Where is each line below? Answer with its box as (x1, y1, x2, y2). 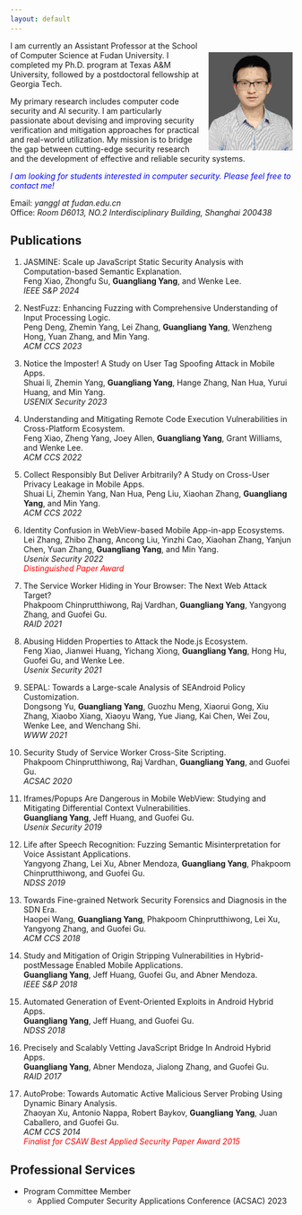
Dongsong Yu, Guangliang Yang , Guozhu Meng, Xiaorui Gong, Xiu (22, 701, 269, 712)
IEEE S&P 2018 (22, 979, 78, 990)
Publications (10, 233, 82, 249)
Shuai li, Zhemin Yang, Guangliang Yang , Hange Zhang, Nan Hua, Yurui (22, 377, 288, 388)
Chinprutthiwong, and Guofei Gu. (22, 867, 146, 879)
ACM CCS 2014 (22, 1127, 82, 1138)
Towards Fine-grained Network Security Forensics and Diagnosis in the (22, 894, 288, 906)
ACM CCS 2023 (22, 341, 82, 352)
